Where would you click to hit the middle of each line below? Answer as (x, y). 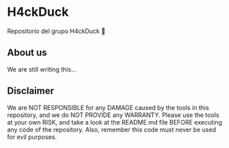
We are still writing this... (42, 69)
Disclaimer (31, 91)
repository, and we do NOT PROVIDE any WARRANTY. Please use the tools (113, 115)
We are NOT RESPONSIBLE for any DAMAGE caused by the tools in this (108, 107)
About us (27, 53)
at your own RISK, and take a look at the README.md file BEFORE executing (115, 122)
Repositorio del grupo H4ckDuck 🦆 (56, 31)
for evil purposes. (32, 137)
